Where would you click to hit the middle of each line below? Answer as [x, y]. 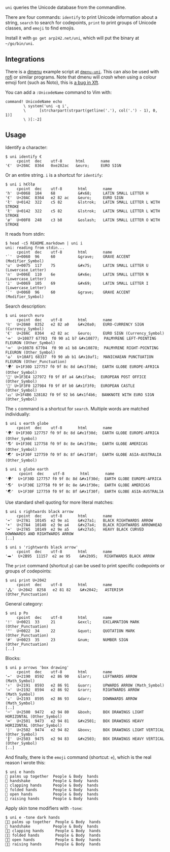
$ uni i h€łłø [20, 184]
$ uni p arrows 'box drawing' [37, 667]
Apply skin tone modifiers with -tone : [44, 808]
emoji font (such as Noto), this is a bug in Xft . [53, 82]
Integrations [25, 59]
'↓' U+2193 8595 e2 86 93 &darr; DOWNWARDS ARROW [71, 699]
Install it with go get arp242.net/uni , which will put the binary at [72, 38]
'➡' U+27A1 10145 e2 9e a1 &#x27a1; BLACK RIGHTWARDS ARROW [79, 520]
